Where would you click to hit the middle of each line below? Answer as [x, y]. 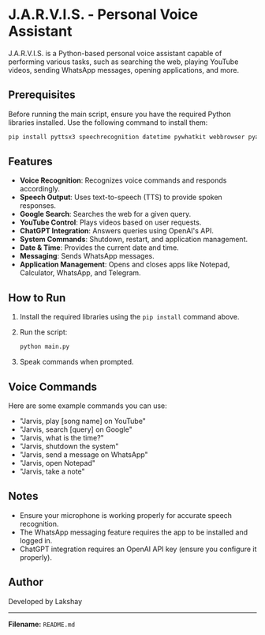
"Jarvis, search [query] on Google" [76, 429]
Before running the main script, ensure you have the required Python [119, 114]
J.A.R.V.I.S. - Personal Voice [103, 15]
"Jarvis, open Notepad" [58, 463]
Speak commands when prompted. [77, 362]
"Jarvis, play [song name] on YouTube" [82, 421]
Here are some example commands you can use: [88, 406]
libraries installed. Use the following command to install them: [108, 122]
